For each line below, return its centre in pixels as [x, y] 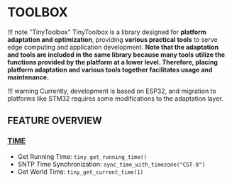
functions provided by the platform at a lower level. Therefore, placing [113, 62]
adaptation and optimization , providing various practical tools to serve [112, 39]
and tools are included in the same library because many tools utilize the [116, 55]
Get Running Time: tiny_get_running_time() [82, 156]
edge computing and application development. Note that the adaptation [113, 47]
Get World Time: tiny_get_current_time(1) [81, 172]
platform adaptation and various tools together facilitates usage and [110, 70]
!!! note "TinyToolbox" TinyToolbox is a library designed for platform [107, 32]
